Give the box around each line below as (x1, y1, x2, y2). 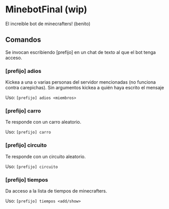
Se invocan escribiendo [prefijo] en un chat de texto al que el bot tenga (5, 49, 156, 55)
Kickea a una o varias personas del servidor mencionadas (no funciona (5, 79, 156, 85)
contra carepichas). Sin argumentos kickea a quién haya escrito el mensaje (5, 85, 164, 91)
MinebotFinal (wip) (5, 4, 87, 15)
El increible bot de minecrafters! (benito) (5, 21, 91, 27)
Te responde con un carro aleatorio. (5, 119, 81, 125)
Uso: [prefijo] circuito (5, 163, 58, 169)
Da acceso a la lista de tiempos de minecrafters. (5, 187, 107, 194)
